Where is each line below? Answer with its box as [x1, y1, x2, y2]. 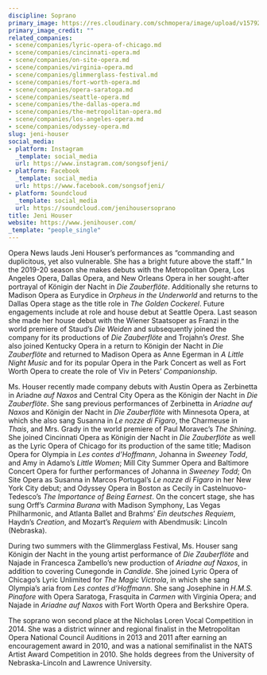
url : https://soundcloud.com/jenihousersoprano [15, 204, 176, 212]
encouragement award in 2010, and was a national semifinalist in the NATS [8, 642, 253, 650]
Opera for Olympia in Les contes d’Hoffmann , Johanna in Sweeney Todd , [8, 450, 248, 458]
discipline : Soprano [8, 11, 77, 20]
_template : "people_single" [8, 226, 102, 235]
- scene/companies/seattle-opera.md [8, 93, 130, 101]
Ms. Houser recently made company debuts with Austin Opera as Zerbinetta [8, 382, 258, 391]
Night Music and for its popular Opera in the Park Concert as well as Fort [8, 358, 246, 367]
